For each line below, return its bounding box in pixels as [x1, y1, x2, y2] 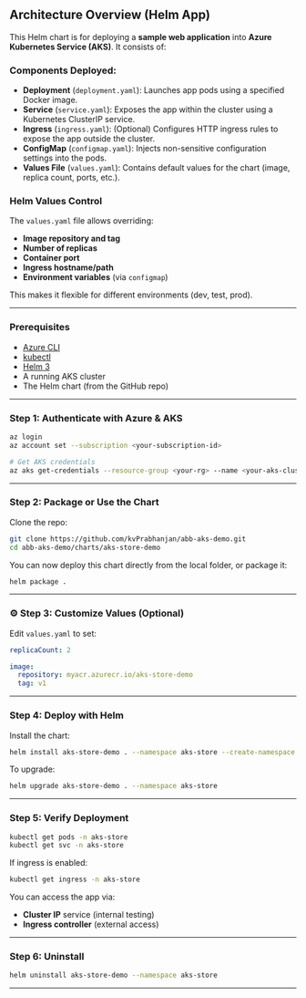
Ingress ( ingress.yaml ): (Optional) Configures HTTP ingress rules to [22, 123, 279, 135]
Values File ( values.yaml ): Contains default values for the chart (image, [22, 162, 291, 173]
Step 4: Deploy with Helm [9, 709, 125, 722]
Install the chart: [9, 730, 70, 741]
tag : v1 [17, 679, 47, 688]
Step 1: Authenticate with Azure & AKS [9, 411, 184, 424]
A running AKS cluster [22, 370, 107, 381]
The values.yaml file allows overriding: [9, 215, 154, 226]
